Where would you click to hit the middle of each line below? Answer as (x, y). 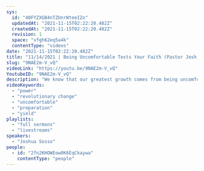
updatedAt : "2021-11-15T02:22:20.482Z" (62, 23)
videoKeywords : (25, 85)
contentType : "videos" (40, 46)
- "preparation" (32, 108)
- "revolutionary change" (45, 96)
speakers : (19, 136)
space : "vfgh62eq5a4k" (40, 40)
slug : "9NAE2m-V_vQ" (32, 62)
